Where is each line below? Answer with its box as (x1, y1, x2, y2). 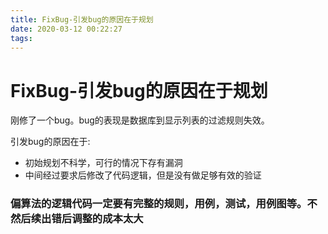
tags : (10, 33, 33, 43)
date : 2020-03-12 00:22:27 (10, 24, 123, 34)
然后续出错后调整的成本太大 (10, 212, 144, 226)
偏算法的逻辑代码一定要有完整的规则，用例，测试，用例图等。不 (10, 197, 318, 211)
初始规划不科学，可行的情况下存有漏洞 (24, 157, 183, 169)
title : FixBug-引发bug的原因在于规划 (10, 14, 154, 25)
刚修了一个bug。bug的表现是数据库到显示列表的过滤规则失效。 (10, 114, 270, 126)
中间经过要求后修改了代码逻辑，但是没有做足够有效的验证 (24, 169, 262, 181)
